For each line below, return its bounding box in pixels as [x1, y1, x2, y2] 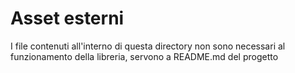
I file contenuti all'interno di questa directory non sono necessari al [10, 40, 286, 52]
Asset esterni [10, 7, 125, 30]
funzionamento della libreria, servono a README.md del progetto [10, 50, 279, 62]
